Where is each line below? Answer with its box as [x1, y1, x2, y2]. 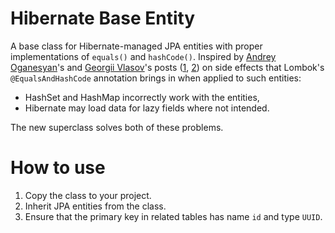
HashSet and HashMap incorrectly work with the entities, [24, 91, 260, 103]
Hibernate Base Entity [10, 7, 196, 30]
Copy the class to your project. [24, 189, 152, 201]
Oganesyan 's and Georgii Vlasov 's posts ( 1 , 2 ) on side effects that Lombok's [10, 61, 325, 73]
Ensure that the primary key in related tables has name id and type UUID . [24, 210, 323, 222]
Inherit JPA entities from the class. [24, 200, 167, 212]
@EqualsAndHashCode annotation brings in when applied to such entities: [10, 72, 302, 84]
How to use [10, 157, 106, 179]
